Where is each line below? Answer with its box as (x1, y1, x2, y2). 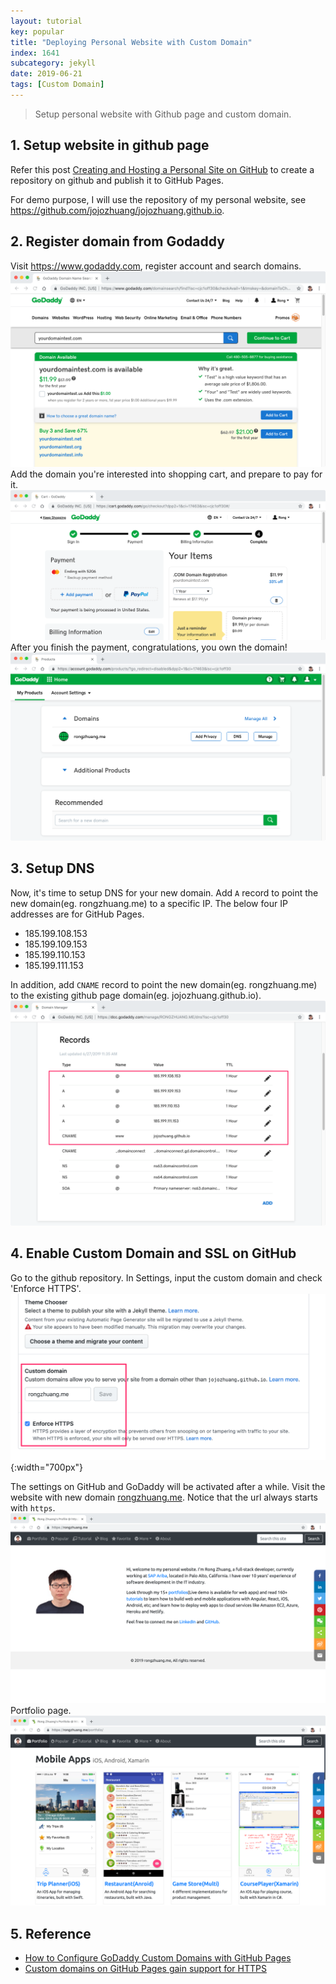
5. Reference (10, 1925, 92, 1942)
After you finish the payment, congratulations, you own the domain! (10, 641, 288, 654)
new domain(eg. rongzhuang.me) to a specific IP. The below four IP (10, 897, 288, 909)
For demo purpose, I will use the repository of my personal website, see (10, 193, 307, 205)
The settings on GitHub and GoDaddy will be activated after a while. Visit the (10, 1481, 326, 1493)
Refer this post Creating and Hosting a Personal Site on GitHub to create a (10, 163, 315, 175)
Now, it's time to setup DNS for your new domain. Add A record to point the (10, 886, 319, 899)
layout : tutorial (10, 16, 83, 26)
